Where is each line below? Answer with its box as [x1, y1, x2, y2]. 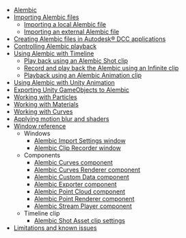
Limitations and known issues [13, 224, 97, 232]
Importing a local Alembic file [23, 21, 107, 28]
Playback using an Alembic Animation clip [23, 71, 142, 79]
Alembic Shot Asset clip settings [34, 217, 125, 224]
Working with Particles [13, 93, 77, 101]
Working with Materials [13, 101, 79, 108]
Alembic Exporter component [34, 181, 117, 188]
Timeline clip [23, 209, 60, 217]
